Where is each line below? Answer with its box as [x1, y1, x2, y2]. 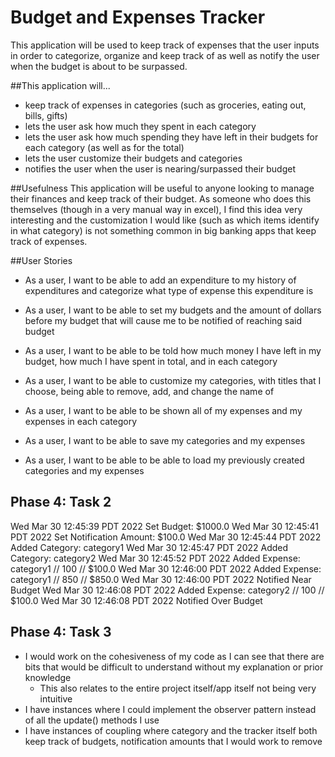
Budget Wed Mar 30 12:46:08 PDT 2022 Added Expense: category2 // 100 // [10, 584, 325, 596]
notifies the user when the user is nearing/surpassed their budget [24, 162, 296, 175]
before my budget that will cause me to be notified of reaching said [24, 314, 303, 326]
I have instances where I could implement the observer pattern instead [24, 703, 317, 715]
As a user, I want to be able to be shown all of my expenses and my [24, 404, 303, 416]
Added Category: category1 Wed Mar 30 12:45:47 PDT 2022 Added [10, 541, 289, 553]
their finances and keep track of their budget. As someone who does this [10, 192, 312, 205]
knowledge [24, 671, 72, 683]
